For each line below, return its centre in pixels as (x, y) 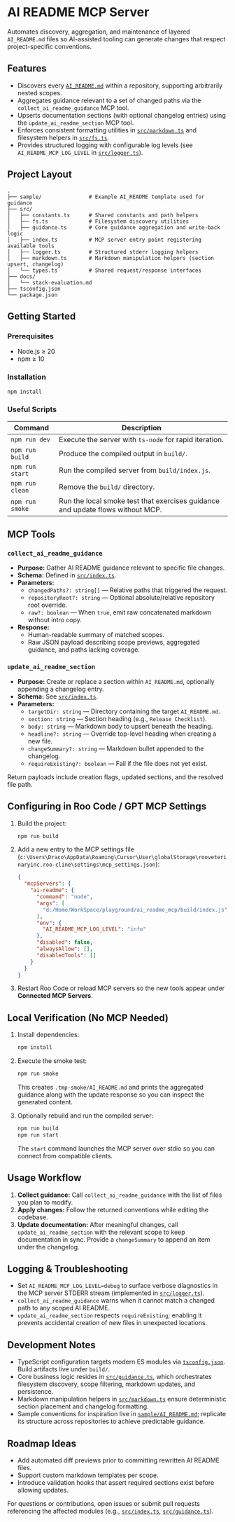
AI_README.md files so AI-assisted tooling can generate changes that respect (116, 39)
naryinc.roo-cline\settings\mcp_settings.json (86, 865)
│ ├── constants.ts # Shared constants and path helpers (103, 215)
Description (142, 427)
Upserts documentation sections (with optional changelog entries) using (121, 115)
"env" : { (49, 923)
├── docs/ (22, 276)
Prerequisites (30, 336)
